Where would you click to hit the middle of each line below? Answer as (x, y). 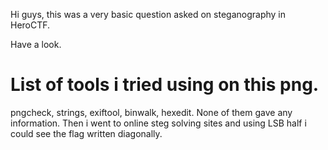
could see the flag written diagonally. (86, 133)
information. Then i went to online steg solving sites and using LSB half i (158, 123)
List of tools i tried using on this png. (165, 85)
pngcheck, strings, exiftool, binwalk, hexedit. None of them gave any (151, 112)
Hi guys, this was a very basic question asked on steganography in (148, 14)
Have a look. (36, 44)
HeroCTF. (30, 25)
